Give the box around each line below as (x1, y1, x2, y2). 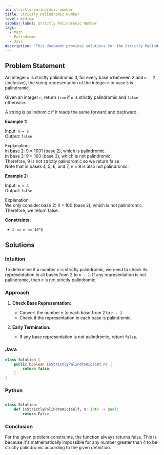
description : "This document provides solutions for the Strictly (5, 44, 143, 48)
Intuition (5, 255, 26, 262)
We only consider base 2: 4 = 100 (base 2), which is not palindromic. (5, 203, 143, 208)
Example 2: (5, 173, 28, 179)
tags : (5, 25, 16, 30)
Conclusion (5, 423, 33, 430)
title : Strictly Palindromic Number (5, 12, 80, 17)
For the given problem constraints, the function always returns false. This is (5, 434, 157, 440)
